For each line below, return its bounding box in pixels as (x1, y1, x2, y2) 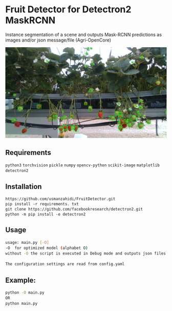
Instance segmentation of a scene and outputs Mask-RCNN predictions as (5, 31, 162, 37)
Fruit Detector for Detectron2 (5, 4, 132, 15)
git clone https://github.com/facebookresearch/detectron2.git (5, 207, 143, 212)
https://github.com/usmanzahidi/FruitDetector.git (5, 197, 116, 202)
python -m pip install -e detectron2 (5, 212, 86, 217)
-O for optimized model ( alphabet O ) (5, 245, 88, 250)
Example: (5, 276, 36, 284)
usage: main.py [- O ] (5, 240, 50, 245)
